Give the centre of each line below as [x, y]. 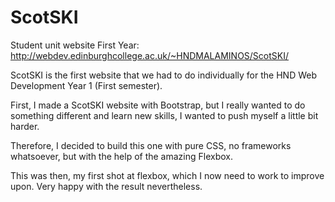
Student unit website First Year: [75, 45]
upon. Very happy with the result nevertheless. [106, 186]
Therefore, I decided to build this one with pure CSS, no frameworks [151, 145]
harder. [25, 126]
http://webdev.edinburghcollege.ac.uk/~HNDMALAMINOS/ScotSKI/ [150, 55]
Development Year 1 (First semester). [86, 85]
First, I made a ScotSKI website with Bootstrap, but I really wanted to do [158, 105]
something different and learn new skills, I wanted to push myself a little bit [164, 115]
